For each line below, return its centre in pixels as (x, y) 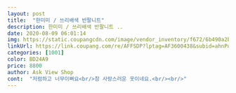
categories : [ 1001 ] (36, 53)
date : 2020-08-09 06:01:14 (47, 33)
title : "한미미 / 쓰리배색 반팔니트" (56, 20)
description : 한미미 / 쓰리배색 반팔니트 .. (65, 27)
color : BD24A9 (28, 59)
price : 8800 (25, 66)
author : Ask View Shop (40, 72)
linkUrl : (20, 46)
